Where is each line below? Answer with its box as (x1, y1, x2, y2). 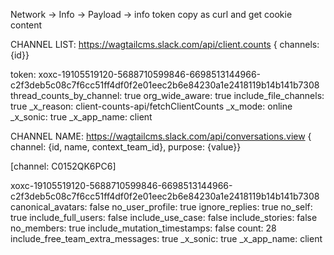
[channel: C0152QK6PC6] (10, 160, 117, 172)
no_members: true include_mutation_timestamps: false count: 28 (10, 222, 277, 234)
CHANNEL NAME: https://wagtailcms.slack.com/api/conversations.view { (10, 130, 312, 142)
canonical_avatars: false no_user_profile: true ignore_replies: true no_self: (10, 201, 313, 213)
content (10, 19, 43, 31)
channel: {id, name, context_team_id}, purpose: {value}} (10, 141, 242, 153)
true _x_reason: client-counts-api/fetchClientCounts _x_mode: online (10, 100, 293, 112)
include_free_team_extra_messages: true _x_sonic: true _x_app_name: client (10, 233, 323, 244)
